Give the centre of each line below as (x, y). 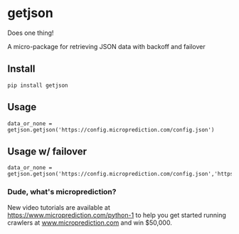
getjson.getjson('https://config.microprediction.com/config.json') (111, 129)
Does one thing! (31, 33)
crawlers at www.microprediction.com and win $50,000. (90, 223)
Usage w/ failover (47, 151)
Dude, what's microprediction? (62, 192)
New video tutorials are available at (59, 207)
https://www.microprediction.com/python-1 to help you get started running (117, 215)
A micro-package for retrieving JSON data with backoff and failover (106, 46)
